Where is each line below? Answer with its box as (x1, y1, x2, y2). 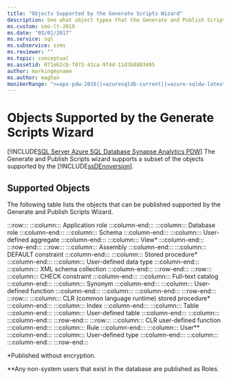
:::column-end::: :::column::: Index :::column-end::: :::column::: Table (7, 302, 199, 310)
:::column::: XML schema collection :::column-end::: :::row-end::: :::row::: (7, 265, 212, 273)
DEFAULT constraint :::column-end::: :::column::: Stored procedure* (7, 251, 198, 258)
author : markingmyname (7, 67, 72, 74)
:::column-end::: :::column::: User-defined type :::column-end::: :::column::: (7, 331, 219, 339)
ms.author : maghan (7, 74, 60, 81)
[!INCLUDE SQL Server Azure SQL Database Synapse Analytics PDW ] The (7, 147, 215, 156)
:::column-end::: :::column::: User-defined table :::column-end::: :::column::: (7, 309, 220, 317)
